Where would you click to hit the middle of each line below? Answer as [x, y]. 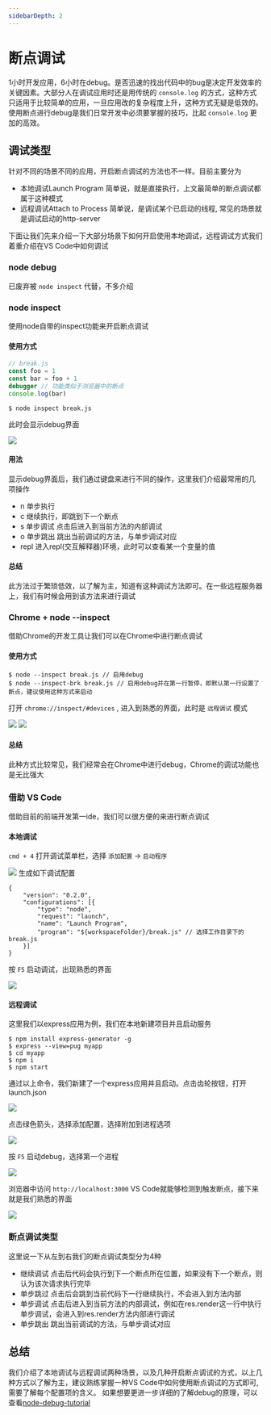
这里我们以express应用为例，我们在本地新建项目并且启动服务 [110, 1024]
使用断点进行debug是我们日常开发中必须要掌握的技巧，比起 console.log [128, 112]
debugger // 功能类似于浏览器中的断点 [66, 386]
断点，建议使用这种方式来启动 [50, 692]
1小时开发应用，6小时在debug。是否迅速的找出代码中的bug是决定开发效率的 [135, 82]
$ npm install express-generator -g [70, 1039]
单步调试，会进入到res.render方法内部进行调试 [97, 1313]
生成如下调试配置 [46, 873]
